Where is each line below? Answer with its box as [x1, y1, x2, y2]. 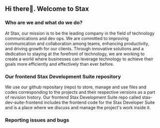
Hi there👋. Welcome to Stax [5, 5, 89, 13]
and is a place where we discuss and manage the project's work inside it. [5, 104, 151, 110]
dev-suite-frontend [5, 100, 43, 105]
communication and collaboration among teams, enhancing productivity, [5, 41, 149, 46]
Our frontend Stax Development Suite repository [5, 73, 121, 80]
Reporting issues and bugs [5, 116, 70, 123]
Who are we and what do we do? [5, 19, 83, 26]
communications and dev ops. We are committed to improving [5, 35, 129, 41]
